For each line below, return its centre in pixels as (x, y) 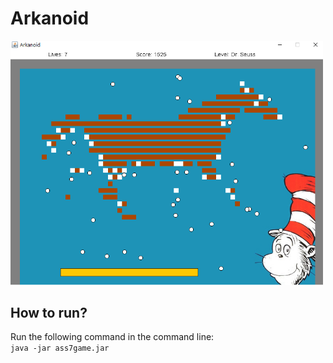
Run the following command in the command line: (112, 337)
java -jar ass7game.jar (60, 348)
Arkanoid (50, 18)
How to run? (49, 313)
